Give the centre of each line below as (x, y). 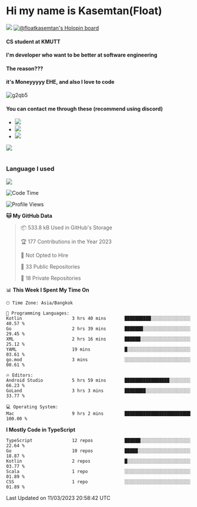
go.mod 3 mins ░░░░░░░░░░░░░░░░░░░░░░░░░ (98, 359)
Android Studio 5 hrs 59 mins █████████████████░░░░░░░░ (98, 380)
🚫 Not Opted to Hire (44, 255)
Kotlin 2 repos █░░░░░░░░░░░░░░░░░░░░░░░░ (98, 461)
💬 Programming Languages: (38, 313)
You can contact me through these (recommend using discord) (84, 109)
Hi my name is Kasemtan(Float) (84, 11)
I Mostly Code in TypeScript (41, 430)
